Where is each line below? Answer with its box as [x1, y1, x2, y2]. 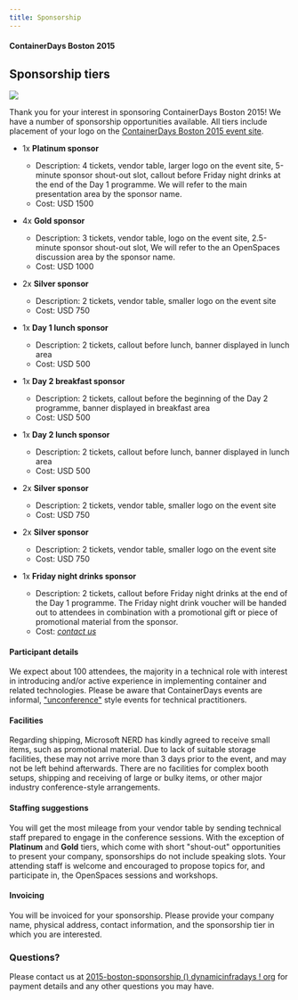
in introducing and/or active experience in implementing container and [9, 676, 267, 686]
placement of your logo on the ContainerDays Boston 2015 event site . [9, 126, 264, 136]
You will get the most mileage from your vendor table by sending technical [9, 822, 282, 833]
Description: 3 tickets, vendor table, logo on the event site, [35, 233, 251, 243]
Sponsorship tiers [9, 66, 111, 81]
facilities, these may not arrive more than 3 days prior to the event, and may [9, 754, 287, 765]
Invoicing [9, 890, 44, 901]
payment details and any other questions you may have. [9, 981, 214, 992]
